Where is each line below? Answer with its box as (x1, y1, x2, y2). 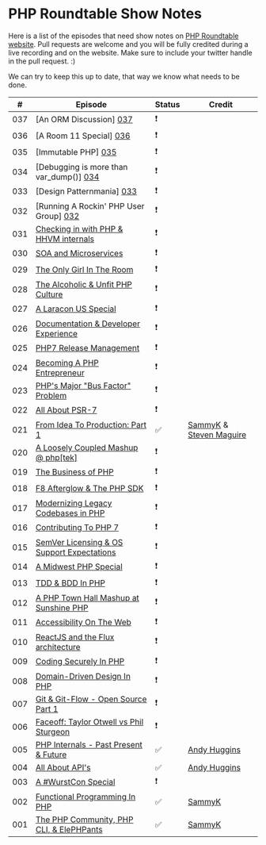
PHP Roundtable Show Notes (8, 5, 203, 23)
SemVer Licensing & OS (35, 536, 123, 547)
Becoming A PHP (35, 357, 99, 368)
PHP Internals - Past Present (35, 739, 142, 750)
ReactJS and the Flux (35, 632, 115, 643)
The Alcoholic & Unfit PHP (35, 278, 133, 290)
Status (154, 98, 180, 109)
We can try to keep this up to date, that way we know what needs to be (8, 71, 240, 81)
